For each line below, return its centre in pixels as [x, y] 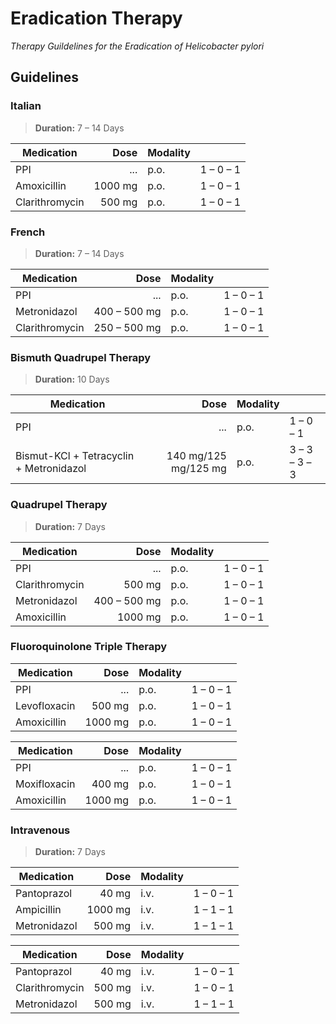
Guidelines [44, 77]
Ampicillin [38, 910]
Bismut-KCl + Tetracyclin [75, 456]
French [28, 232]
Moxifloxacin [45, 784]
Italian [26, 106]
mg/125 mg [199, 469]
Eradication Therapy [96, 18]
